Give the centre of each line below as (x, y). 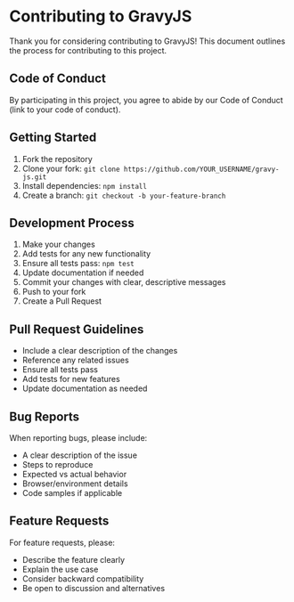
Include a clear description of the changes (100, 351)
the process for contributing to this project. (88, 50)
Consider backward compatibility (83, 578)
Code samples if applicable (72, 493)
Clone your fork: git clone (71, 168)
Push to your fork (54, 292)
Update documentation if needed (83, 273)
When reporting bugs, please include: (78, 438)
